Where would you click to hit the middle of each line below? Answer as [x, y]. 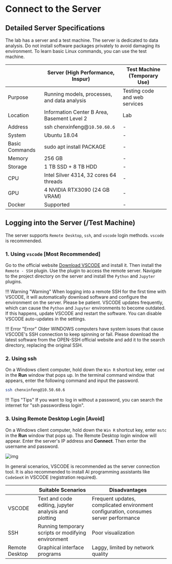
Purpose [18, 97]
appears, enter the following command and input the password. [72, 380]
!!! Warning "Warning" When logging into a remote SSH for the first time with [86, 292]
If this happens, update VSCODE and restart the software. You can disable [84, 314]
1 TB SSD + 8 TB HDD [71, 167]
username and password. [32, 446]
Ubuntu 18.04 [61, 135]
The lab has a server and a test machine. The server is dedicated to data [82, 40]
